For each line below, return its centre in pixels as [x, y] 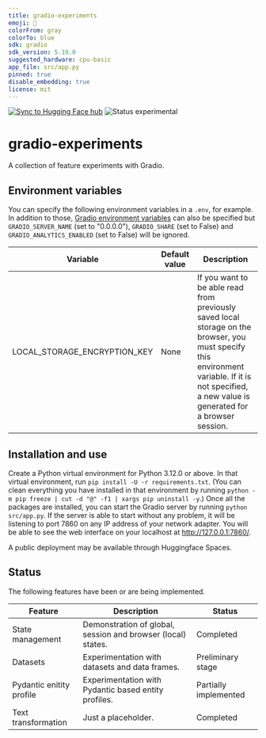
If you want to [222, 278]
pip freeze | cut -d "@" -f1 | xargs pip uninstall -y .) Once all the [130, 498]
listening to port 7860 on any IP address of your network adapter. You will [128, 523]
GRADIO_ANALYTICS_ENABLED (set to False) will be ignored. [99, 235]
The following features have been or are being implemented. [107, 592]
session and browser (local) [135, 634]
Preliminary [218, 656]
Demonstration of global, [129, 624]
